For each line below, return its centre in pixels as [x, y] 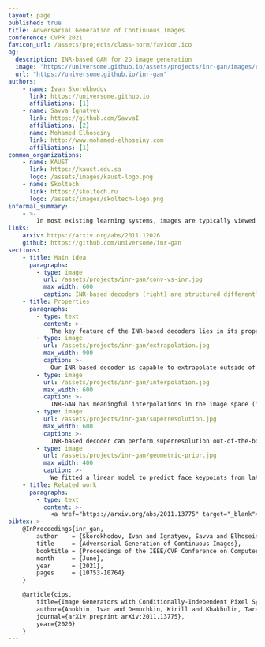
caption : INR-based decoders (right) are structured [132, 294]
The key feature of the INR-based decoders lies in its [144, 331]
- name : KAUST [45, 163]
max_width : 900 [68, 353]
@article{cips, [47, 595]
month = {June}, [70, 558]
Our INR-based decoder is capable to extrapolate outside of [153, 368]
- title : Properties [56, 301]
